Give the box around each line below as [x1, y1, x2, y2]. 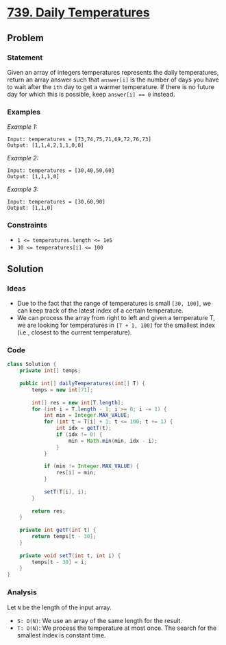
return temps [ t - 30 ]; [32, 533, 97, 540]
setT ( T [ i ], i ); [43, 488, 88, 495]
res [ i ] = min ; [55, 470, 97, 476]
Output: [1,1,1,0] [7, 173, 60, 180]
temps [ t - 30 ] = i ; [32, 559, 88, 565]
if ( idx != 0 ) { [55, 431, 103, 438]
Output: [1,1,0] [7, 204, 53, 212]
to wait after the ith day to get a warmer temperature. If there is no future [7, 82, 214, 90]
